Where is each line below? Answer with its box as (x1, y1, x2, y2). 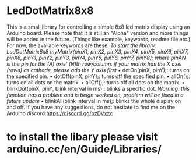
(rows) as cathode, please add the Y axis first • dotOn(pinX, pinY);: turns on (6, 66, 190, 73)
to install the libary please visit (6, 130, 158, 144)
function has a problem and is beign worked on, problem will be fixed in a (6, 91, 184, 98)
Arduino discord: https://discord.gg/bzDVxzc (6, 109, 113, 117)
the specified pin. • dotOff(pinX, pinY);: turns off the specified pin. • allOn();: (6, 73, 190, 80)
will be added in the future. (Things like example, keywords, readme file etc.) (6, 35, 191, 42)
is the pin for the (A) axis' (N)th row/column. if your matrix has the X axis (6, 60, 182, 67)
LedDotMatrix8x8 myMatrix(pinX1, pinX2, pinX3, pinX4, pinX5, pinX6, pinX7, (6, 48, 189, 55)
